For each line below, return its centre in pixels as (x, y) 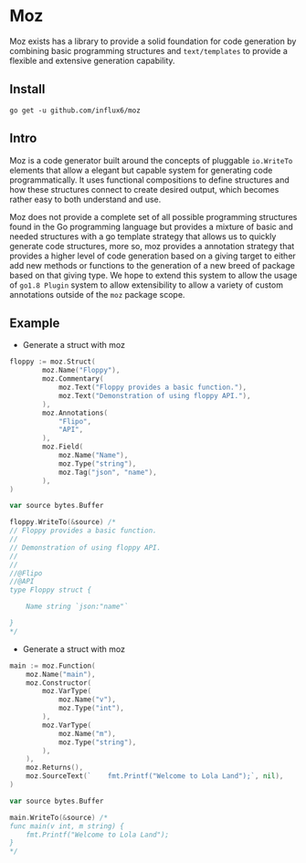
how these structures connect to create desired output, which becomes (144, 189)
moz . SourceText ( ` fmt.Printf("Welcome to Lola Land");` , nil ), (155, 776)
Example (35, 323)
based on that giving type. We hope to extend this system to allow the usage (153, 275)
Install (27, 89)
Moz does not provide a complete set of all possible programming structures (153, 216)
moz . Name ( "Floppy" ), (81, 371)
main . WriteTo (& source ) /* (58, 817)
